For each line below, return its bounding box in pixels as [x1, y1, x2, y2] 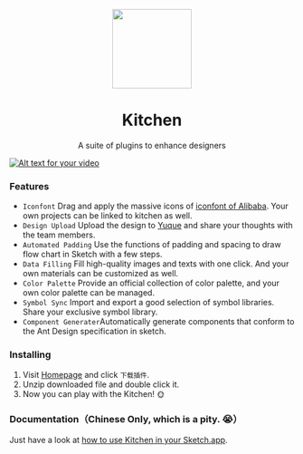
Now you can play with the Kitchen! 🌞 [22, 388, 166, 399]
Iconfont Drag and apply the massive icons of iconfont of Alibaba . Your [22, 200, 289, 212]
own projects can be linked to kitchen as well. [22, 210, 193, 221]
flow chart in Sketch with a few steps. [22, 249, 163, 260]
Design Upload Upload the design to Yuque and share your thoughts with [22, 220, 293, 231]
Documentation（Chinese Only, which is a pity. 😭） [9, 413, 242, 426]
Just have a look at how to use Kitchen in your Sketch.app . [9, 434, 228, 445]
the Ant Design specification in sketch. [22, 326, 166, 337]
